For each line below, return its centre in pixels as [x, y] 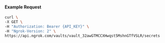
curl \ [11, 17]
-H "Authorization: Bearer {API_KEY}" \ [47, 26]
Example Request [23, 7]
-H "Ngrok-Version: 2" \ [30, 31]
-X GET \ [14, 22]
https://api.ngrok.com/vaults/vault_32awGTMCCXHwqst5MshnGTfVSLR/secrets [82, 36]
